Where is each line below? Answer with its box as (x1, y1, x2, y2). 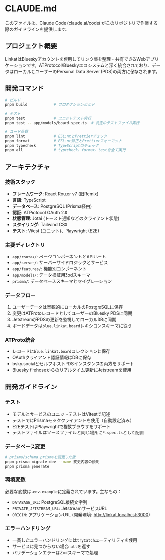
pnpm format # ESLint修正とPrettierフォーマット (5, 138, 122, 143)
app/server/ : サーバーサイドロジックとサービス (12, 260, 108, 266)
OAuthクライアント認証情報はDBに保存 (12, 354, 92, 360)
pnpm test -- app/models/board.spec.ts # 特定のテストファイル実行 (5, 121, 140, 126)
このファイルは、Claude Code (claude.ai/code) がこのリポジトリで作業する (5, 20, 158, 26)
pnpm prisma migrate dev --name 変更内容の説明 (5, 459, 99, 464)
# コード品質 (5, 129, 28, 134)
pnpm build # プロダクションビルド (5, 102, 95, 107)
